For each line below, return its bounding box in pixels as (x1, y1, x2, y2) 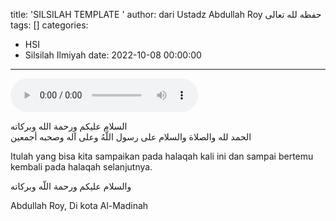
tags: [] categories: (10, 19, 89, 31)
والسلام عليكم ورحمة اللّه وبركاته (10, 180, 132, 192)
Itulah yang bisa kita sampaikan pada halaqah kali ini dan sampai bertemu (10, 150, 314, 162)
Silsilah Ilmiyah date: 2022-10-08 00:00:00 (24, 49, 202, 61)
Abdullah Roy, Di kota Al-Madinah (10, 200, 149, 211)
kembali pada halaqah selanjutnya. (10, 161, 153, 173)
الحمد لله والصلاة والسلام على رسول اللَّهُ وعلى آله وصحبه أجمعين (10, 131, 252, 143)
